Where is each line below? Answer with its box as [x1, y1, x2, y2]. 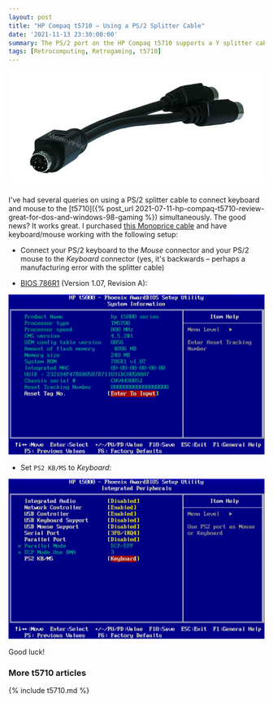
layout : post [8, 13, 53, 21]
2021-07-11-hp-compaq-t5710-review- [135, 203, 265, 213]
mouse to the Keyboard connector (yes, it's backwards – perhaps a [19, 253, 246, 263]
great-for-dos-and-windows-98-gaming [8, 212, 144, 222]
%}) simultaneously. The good [145, 212, 246, 222]
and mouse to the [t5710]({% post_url [8, 203, 134, 213]
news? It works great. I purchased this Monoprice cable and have [8, 220, 227, 231]
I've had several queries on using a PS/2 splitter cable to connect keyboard [8, 195, 260, 205]
